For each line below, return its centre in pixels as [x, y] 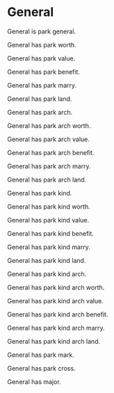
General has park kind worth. [49, 207]
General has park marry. [42, 85]
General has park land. [40, 99]
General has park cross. [41, 368]
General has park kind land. [47, 260]
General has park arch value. [49, 139]
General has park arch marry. [49, 166]
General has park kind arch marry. [56, 328]
